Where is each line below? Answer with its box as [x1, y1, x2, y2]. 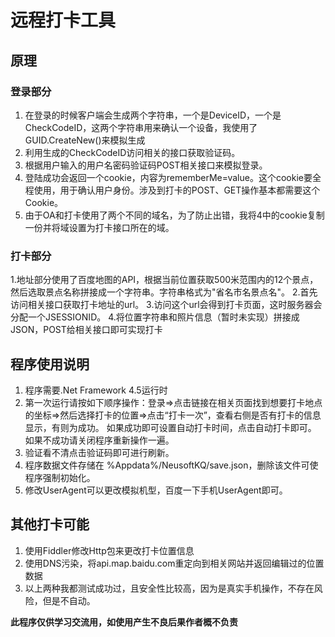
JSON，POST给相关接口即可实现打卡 [10, 324, 163, 336]
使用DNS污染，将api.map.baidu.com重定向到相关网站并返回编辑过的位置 [24, 557, 325, 569]
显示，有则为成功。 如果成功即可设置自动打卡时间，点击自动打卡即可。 [24, 421, 317, 433]
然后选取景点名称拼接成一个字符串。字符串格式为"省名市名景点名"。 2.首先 [10, 286, 318, 298]
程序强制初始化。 [24, 471, 96, 483]
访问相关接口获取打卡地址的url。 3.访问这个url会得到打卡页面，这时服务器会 [10, 299, 323, 311]
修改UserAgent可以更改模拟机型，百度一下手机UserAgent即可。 [24, 484, 288, 496]
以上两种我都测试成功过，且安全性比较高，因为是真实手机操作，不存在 [24, 582, 315, 594]
